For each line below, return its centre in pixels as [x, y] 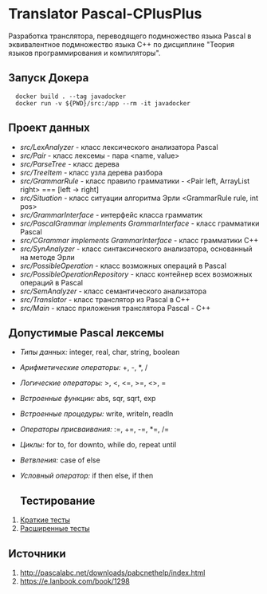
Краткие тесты [45, 520]
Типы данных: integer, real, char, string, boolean [100, 352]
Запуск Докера [49, 78]
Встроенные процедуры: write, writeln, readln [96, 414]
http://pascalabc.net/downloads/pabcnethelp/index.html [112, 572]
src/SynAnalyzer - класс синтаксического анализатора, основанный [136, 249]
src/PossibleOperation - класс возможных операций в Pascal [123, 266]
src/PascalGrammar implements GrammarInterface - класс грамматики [139, 223]
